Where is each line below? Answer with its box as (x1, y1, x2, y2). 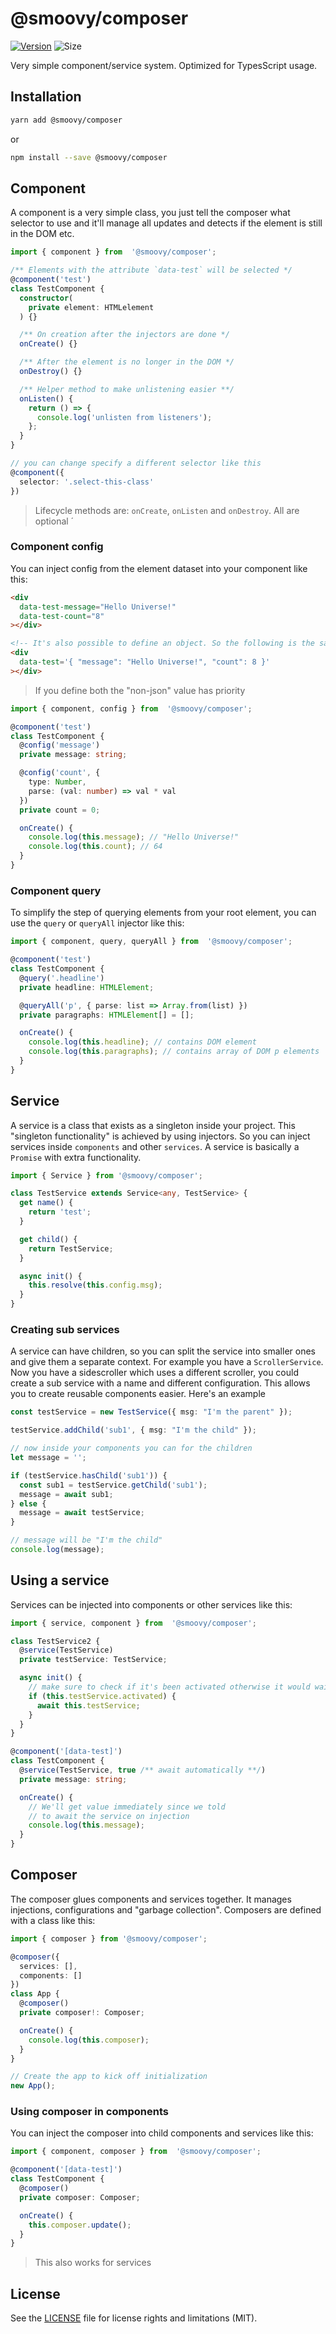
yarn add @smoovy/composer (10, 115, 123, 125)
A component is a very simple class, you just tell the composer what (10, 207, 291, 219)
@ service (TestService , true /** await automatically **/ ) (19, 1765, 267, 1776)
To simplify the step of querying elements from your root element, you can (10, 907, 317, 919)
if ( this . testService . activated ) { (28, 1691, 177, 1701)
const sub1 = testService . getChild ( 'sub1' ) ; (19, 1480, 208, 1490)
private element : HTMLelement (28, 302, 155, 312)
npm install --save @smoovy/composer (10, 152, 168, 162)
